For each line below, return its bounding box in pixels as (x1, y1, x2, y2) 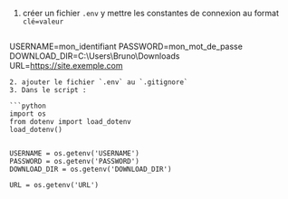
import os (9, 109, 47, 118)
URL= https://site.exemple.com (9, 61, 123, 71)
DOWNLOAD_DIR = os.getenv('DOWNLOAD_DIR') (9, 165, 172, 174)
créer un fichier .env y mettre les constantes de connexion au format (22, 8, 279, 18)
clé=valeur (22, 17, 64, 26)
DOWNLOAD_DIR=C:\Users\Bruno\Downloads (9, 51, 180, 62)
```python (9, 101, 47, 110)
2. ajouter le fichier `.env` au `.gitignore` (9, 78, 188, 87)
